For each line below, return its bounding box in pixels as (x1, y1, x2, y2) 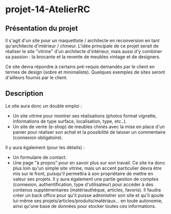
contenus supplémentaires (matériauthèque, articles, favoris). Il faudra (12, 186, 161, 193)
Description (5, 89, 43, 98)
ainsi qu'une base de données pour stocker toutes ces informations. (12, 203, 157, 209)
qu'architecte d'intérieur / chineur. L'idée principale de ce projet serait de (5, 43, 159, 49)
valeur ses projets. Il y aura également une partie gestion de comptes (12, 176, 159, 182)
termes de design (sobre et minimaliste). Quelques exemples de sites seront (5, 69, 165, 75)
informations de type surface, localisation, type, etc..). (12, 118, 127, 124)
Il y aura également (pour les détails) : (5, 144, 85, 150)
